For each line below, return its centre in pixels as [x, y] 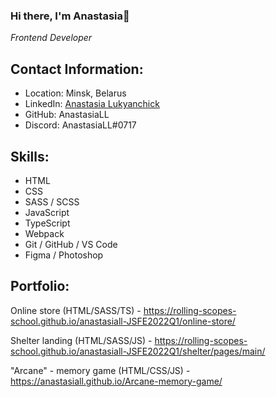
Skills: [30, 156]
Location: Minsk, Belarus [75, 93]
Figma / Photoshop [64, 255]
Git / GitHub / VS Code [71, 244]
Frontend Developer [51, 38]
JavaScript [47, 212]
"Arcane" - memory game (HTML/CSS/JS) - [100, 370]
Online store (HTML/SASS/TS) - [76, 310]
